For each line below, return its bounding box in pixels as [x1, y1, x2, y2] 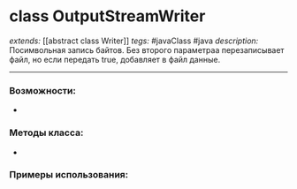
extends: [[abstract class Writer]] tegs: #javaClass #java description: [9, 35, 259, 46]
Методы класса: [9, 126, 84, 139]
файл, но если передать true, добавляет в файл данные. [9, 54, 221, 64]
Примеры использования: [9, 169, 129, 181]
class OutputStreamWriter [9, 6, 206, 26]
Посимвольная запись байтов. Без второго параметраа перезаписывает [9, 44, 285, 55]
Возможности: [9, 84, 77, 96]
